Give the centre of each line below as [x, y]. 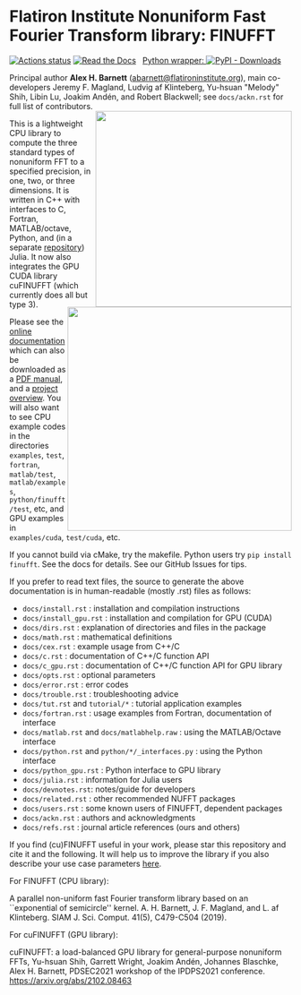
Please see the [37, 322]
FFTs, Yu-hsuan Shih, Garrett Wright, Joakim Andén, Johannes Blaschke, [144, 961]
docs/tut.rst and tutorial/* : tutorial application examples [132, 703]
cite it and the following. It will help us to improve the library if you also [139, 853]
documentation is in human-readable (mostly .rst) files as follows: [130, 591]
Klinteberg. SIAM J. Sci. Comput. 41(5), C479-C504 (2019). [118, 917]
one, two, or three [42, 180]
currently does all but [48, 295]
